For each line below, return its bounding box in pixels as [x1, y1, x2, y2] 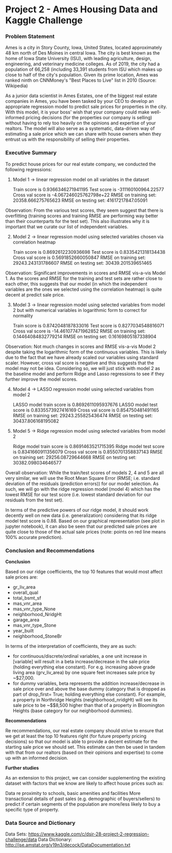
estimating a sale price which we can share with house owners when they [5, 131, 162, 137]
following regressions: [5, 166, 52, 173]
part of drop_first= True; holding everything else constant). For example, [12, 691, 166, 697]
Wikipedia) [5, 83, 28, 89]
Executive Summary [5, 149, 57, 156]
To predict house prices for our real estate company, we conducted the [5, 161, 156, 167]
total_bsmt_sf [12, 595, 42, 601]
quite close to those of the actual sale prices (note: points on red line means [5, 528, 166, 535]
